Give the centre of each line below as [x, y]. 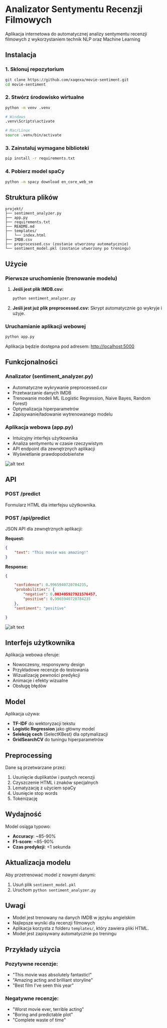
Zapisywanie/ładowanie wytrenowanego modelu [62, 414]
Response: [17, 567]
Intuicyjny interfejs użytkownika [45, 438]
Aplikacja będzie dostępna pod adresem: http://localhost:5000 [70, 346]
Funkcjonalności [32, 362]
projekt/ [14, 209]
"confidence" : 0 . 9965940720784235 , [51, 585]
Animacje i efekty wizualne [40, 681]
